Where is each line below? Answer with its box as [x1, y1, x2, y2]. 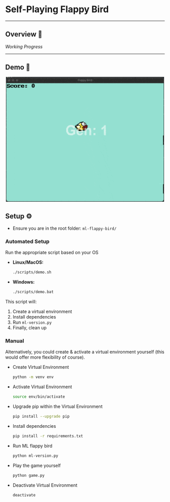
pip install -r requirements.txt [12, 433, 83, 439]
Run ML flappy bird [12, 443, 53, 449]
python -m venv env [12, 374, 54, 380]
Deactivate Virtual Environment [12, 482, 77, 488]
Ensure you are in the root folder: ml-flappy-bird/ [12, 225, 117, 232]
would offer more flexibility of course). [5, 354, 85, 360]
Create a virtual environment [12, 308, 72, 315]
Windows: [12, 279, 35, 285]
